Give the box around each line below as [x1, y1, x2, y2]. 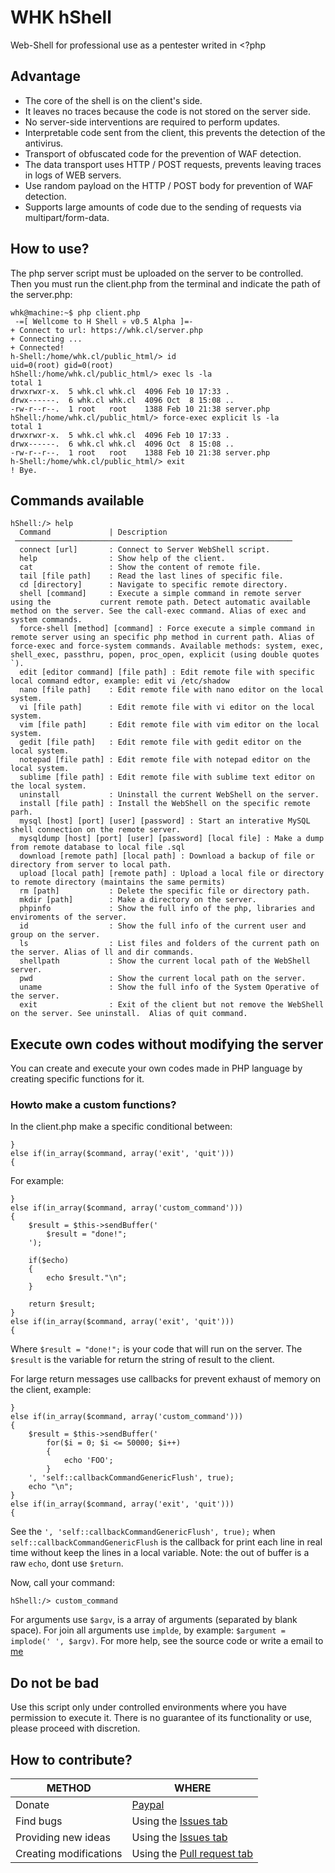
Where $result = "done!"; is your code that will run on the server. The [10, 1343, 303, 1355]
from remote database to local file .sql [10, 842, 186, 853]
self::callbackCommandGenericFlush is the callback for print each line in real [10, 1536, 323, 1548]
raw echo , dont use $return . [10, 1557, 124, 1570]
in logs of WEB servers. [24, 169, 122, 181]
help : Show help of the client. [19, 554, 226, 564]
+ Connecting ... [10, 334, 83, 344]
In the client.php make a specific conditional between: [10, 1121, 233, 1133]
